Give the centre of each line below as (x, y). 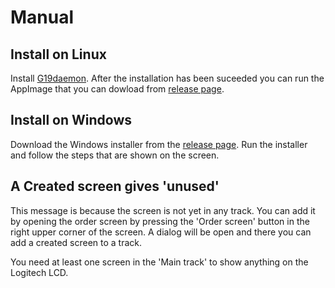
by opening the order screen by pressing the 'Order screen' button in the (160, 221)
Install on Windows (71, 120)
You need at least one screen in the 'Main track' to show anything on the (159, 262)
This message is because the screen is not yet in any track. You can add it (163, 210)
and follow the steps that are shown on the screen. (115, 155)
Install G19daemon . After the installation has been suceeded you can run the (167, 78)
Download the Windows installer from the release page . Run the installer (159, 144)
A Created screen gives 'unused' (115, 186)
